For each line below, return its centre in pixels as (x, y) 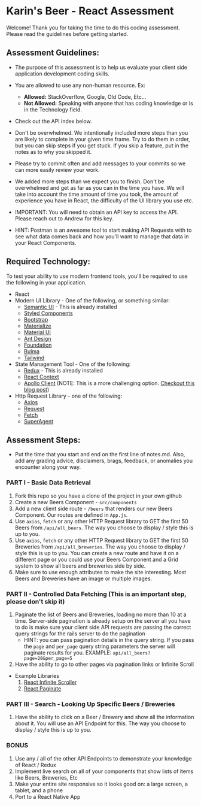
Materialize (37, 326)
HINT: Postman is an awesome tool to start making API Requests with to (103, 230)
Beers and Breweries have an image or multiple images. (83, 578)
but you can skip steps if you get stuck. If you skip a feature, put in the (102, 146)
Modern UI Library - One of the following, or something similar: (92, 300)
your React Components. (45, 243)
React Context (41, 377)
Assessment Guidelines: (53, 53)
